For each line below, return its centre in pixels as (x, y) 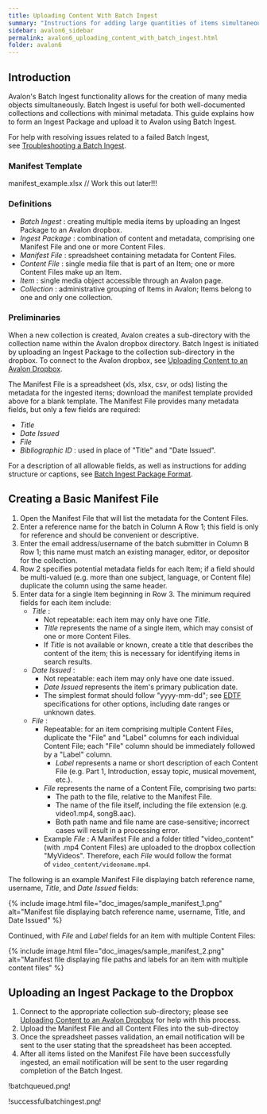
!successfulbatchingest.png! (55, 1101)
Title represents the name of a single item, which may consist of (148, 627)
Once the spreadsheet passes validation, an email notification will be (132, 1037)
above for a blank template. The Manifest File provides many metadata (124, 401)
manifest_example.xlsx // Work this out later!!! (83, 183)
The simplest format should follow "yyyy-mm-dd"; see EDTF (142, 695)
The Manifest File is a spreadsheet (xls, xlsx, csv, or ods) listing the (118, 384)
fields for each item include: (65, 602)
